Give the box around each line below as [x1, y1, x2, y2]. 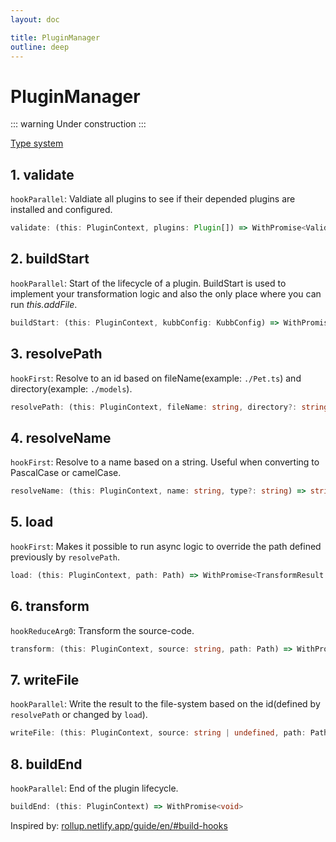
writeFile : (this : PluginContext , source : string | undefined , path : [10, 728, 307, 738]
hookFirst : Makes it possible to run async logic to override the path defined [10, 540, 322, 552]
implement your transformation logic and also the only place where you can [10, 287, 322, 300]
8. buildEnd [10, 756, 83, 773]
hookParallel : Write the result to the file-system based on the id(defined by [10, 698, 321, 710]
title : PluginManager [10, 32, 101, 43]
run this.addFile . [10, 298, 78, 310]
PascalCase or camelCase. [10, 467, 122, 479]
